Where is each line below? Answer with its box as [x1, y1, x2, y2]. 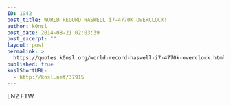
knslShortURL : [7, 67, 48, 74]
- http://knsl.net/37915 [13, 73, 85, 81]
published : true [7, 61, 54, 68]
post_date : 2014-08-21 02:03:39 [7, 29, 100, 36]
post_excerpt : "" [7, 36, 57, 42]
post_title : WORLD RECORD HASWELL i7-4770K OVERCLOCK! [7, 16, 168, 23]
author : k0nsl [7, 23, 48, 29]
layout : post [7, 42, 45, 49]
